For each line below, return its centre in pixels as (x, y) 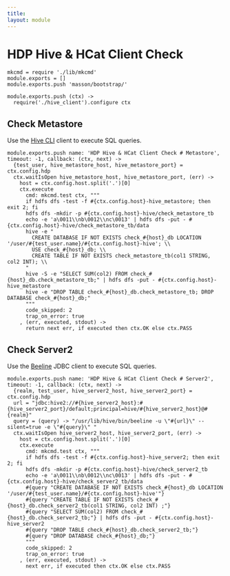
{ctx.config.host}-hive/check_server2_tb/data (75, 482)
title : (17, 13)
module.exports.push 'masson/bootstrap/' (67, 85)
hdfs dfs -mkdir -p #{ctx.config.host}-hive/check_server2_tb (116, 470)
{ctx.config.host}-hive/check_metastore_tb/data (78, 226)
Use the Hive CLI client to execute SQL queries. (74, 141)
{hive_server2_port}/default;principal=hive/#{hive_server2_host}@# (107, 409)
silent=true (24, 428)
